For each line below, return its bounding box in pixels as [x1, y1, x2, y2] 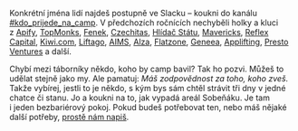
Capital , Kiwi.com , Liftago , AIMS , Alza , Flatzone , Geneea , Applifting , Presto [9, 36, 289, 47]
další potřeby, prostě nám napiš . [9, 112, 130, 122]
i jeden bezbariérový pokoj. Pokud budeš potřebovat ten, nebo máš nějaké [9, 102, 287, 112]
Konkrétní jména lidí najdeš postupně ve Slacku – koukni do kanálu [9, 8, 258, 18]
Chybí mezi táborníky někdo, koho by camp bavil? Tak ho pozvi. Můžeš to [9, 63, 284, 74]
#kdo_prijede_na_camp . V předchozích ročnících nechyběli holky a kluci [9, 17, 279, 28]
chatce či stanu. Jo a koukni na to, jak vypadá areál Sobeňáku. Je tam [9, 92, 270, 103]
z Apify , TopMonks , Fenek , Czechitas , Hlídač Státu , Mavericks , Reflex [9, 27, 269, 37]
